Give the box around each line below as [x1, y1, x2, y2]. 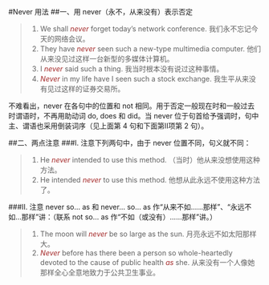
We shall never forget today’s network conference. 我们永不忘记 [39, 24, 251, 34]
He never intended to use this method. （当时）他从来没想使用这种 [39, 155, 261, 164]
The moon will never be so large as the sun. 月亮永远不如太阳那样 [39, 229, 257, 239]
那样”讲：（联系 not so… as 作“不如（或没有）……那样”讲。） [21, 212, 217, 222]
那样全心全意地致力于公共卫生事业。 [39, 267, 161, 277]
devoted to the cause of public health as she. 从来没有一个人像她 [39, 258, 255, 267]
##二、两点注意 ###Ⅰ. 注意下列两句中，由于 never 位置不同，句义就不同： [8, 138, 251, 147]
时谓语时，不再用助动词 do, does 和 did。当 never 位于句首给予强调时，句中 [8, 111, 259, 120]
